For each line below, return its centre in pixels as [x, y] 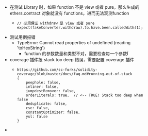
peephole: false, [43, 83]
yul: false [37, 117]
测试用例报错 [22, 37]
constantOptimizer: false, [53, 112]
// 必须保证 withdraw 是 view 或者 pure [56, 23]
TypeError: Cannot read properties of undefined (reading [74, 42]
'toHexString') [31, 48]
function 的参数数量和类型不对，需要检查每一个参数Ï [76, 53]
